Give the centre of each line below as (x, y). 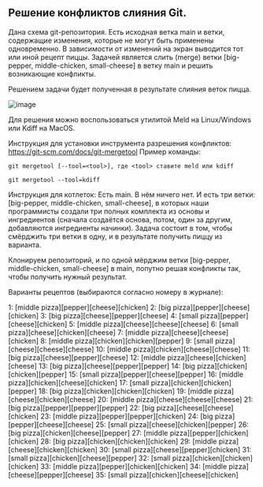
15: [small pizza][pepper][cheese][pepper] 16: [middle (156, 374)
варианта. (25, 244)
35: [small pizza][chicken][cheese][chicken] (167, 474)
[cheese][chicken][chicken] (53, 449)
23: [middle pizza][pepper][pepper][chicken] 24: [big (127, 416)
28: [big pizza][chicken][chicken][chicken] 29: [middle (129, 441)
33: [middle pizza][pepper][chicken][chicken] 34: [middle (134, 466)
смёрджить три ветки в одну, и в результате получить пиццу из (115, 236)
